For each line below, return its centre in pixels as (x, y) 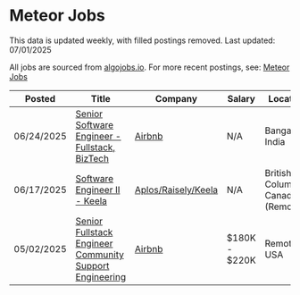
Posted (41, 98)
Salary (242, 98)
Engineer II (98, 190)
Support (92, 265)
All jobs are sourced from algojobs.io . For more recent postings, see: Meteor (150, 67)
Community (100, 254)
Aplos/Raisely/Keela (176, 190)
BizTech (92, 158)
